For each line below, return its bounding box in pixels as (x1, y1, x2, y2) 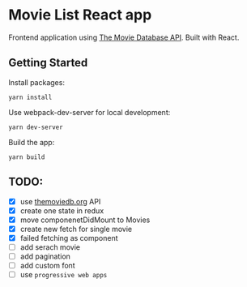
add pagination (19, 251, 71, 261)
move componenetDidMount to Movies (19, 215, 151, 225)
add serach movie (19, 242, 81, 252)
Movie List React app (8, 6, 152, 24)
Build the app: (8, 137, 55, 147)
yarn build (8, 152, 45, 161)
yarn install (8, 93, 53, 101)
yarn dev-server (8, 123, 63, 131)
